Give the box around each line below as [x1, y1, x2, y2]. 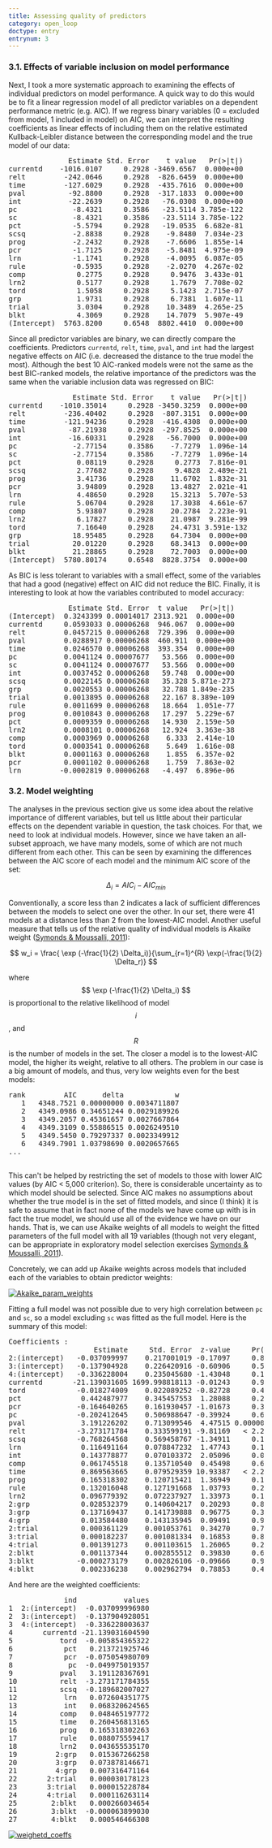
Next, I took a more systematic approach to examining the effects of [8, 80, 236, 89]
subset [8, 838, 32, 848]
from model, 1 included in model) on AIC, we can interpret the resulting [8, 115, 244, 124]
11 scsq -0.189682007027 [8, 1685, 150, 1694]
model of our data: [8, 140, 70, 150]
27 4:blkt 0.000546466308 [8, 1815, 150, 1824]
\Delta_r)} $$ [114, 956, 158, 967]
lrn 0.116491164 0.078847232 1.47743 [8, 1443, 231, 1452]
